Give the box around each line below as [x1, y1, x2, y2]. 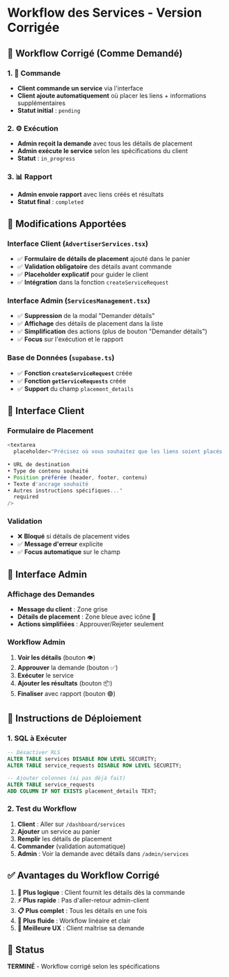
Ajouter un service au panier [17, 827, 100, 836]
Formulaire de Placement [7, 426, 94, 436]
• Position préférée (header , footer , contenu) [7, 474, 148, 481]
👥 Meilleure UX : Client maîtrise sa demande [17, 923, 145, 932]
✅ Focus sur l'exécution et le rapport [17, 335, 124, 344]
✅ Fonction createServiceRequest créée [17, 369, 133, 377]
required [13, 493, 39, 500]
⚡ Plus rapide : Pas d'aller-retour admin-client [17, 896, 150, 904]
